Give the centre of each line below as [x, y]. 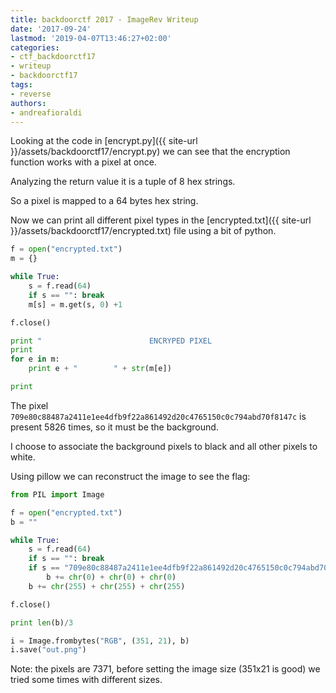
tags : [21, 85]
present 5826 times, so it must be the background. [114, 427]
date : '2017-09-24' [51, 29]
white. [23, 457]
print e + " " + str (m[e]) [100, 369]
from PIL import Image [57, 494]
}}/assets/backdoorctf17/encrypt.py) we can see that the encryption [150, 152]
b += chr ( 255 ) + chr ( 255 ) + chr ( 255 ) [107, 586]
